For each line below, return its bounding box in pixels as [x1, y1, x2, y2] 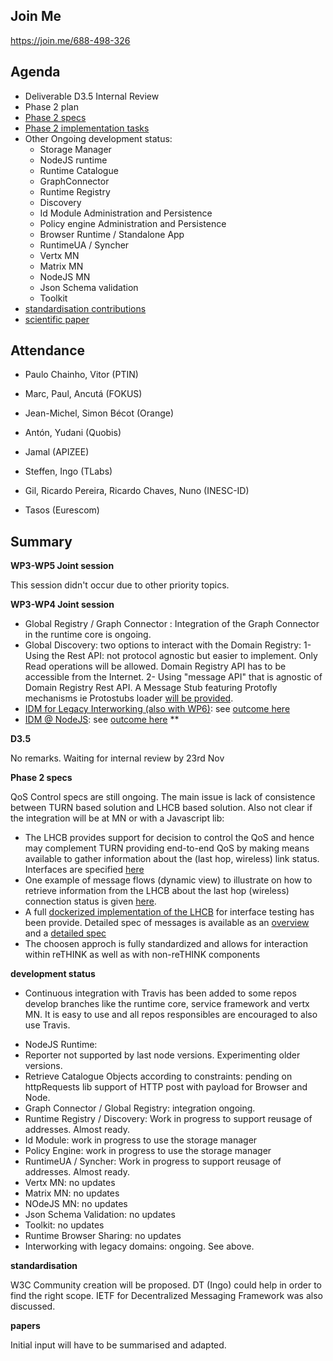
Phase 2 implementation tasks [24, 122, 150, 134]
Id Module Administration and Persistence [39, 207, 213, 219]
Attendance [10, 342, 86, 359]
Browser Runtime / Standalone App [39, 228, 185, 240]
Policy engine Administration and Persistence [39, 217, 227, 229]
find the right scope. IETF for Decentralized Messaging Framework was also [10, 1290, 323, 1302]
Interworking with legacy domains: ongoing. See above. [24, 1240, 255, 1253]
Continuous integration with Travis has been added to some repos [24, 987, 297, 999]
